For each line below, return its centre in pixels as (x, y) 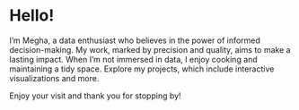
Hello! (32, 16)
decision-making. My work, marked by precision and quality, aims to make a (150, 49)
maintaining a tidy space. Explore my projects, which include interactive (142, 69)
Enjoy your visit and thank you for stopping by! (95, 96)
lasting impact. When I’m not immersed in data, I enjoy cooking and (133, 59)
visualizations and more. (54, 78)
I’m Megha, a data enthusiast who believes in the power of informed (135, 40)
